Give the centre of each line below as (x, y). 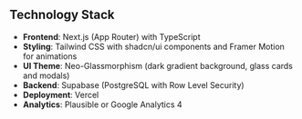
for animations (50, 56)
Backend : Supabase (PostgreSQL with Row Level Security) (133, 84)
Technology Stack (62, 15)
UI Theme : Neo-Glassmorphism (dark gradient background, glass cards (158, 65)
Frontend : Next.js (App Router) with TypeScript (111, 36)
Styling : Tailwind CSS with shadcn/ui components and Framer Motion (154, 46)
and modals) (46, 75)
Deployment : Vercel (61, 94)
